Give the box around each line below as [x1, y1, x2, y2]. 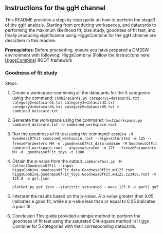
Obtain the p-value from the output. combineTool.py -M [12, 158, 122, 164]
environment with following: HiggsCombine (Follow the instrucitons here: [5, 52, 151, 58]
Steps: [5, 80, 18, 87]
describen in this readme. [5, 37, 56, 43]
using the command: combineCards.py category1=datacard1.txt [12, 95, 140, 101]
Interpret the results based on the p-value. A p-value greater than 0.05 [12, 193, 154, 199]
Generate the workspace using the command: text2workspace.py [12, 117, 143, 123]
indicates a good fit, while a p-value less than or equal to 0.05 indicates [12, 198, 156, 204]
